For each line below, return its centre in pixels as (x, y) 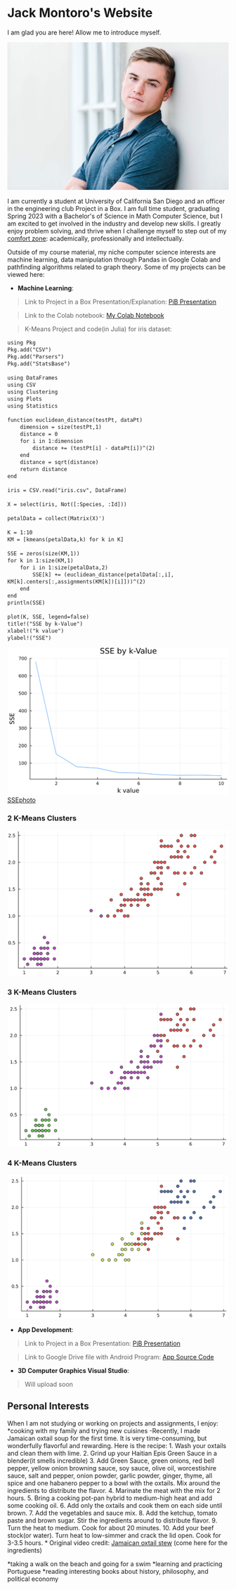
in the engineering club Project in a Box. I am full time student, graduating (113, 209)
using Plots (25, 399)
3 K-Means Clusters (42, 993)
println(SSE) (26, 603)
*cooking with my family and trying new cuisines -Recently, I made (104, 1430)
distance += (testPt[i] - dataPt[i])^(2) (94, 448)
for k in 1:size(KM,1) (40, 561)
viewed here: (26, 275)
